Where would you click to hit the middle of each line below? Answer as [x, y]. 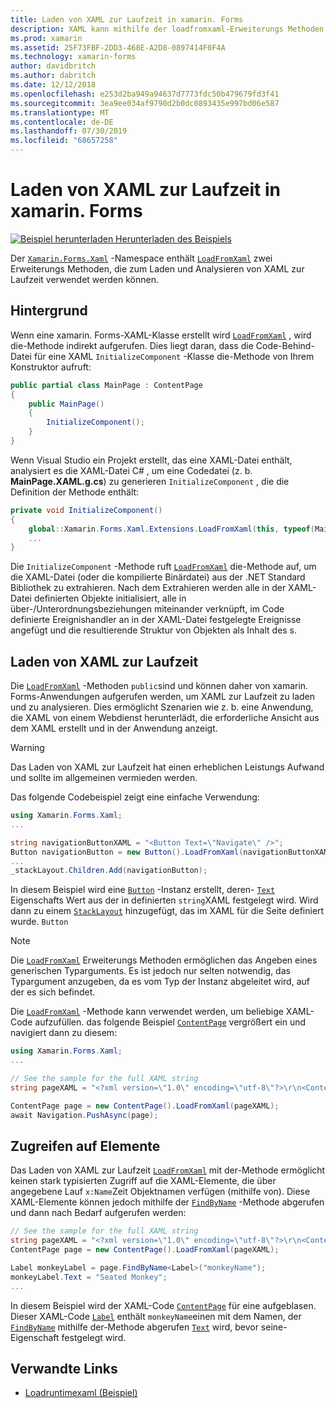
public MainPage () [66, 404]
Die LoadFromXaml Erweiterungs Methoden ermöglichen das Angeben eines [164, 960]
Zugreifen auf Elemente [85, 1146]
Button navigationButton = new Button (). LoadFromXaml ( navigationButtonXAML [171, 852]
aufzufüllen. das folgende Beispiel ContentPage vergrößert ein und [170, 1022]
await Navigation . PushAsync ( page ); [84, 1115]
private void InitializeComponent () [86, 510]
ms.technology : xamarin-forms [73, 57]
